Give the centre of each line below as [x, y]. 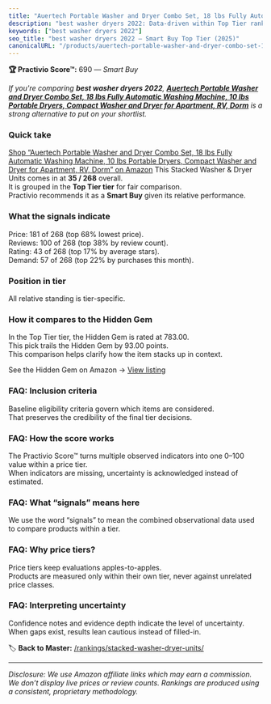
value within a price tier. [48, 464]
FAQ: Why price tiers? [52, 549]
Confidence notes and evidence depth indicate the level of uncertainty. [126, 623]
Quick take [30, 135]
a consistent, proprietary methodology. [73, 691]
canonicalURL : [32, 46]
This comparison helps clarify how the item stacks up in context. [116, 354]
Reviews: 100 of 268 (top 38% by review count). [89, 243]
